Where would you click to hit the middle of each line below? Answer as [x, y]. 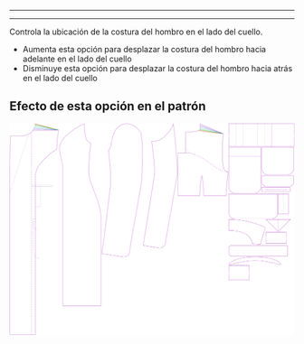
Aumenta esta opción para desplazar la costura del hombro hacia [144, 49]
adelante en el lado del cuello [77, 59]
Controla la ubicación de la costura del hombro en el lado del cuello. [136, 32]
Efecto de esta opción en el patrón [108, 106]
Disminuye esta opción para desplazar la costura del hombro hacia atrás [157, 68]
